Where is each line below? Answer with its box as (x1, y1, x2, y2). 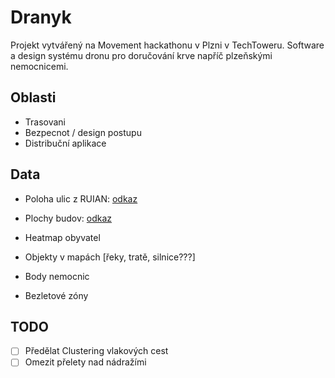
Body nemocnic (24, 270, 90, 282)
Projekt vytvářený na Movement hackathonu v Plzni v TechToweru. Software (10, 39, 325, 51)
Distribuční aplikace (24, 137, 107, 149)
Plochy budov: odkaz (24, 212, 113, 224)
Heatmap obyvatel (24, 231, 101, 243)
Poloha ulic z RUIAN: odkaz (24, 192, 138, 205)
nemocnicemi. (10, 60, 69, 72)
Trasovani (24, 116, 67, 128)
